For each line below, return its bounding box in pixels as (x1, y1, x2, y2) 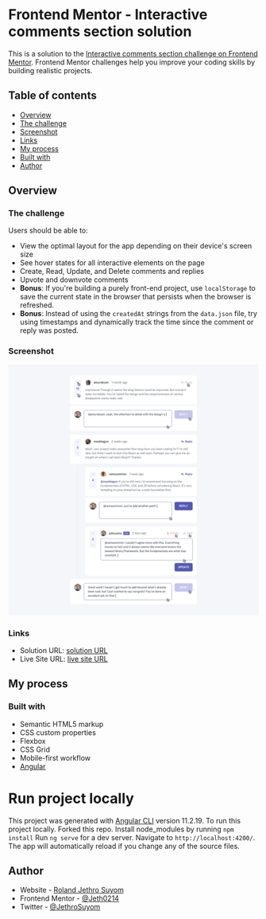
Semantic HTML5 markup (19, 719, 104, 729)
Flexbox (19, 736, 46, 745)
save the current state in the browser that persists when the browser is (19, 292, 252, 302)
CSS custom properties (19, 727, 97, 737)
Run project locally (8, 789, 135, 808)
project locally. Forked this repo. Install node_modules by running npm (8, 824, 234, 834)
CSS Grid (19, 745, 50, 754)
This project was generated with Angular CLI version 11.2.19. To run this (8, 815, 241, 825)
